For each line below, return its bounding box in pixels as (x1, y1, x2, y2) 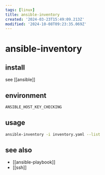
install (5, 63, 25, 72)
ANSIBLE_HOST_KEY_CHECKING (5, 104, 62, 110)
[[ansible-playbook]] (12, 159, 56, 165)
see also (5, 146, 32, 154)
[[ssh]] (12, 164, 27, 170)
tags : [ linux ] (5, 7, 35, 13)
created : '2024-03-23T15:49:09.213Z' (5, 17, 85, 22)
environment (5, 91, 46, 100)
